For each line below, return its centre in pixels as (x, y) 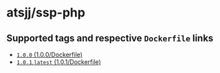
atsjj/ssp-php (46, 13)
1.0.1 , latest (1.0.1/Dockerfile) (58, 62)
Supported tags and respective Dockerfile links (110, 38)
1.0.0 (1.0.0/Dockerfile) (49, 54)
